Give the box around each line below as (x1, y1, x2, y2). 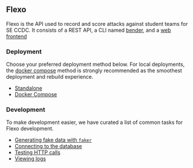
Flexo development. (6, 125, 54, 132)
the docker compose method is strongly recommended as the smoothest (6, 67, 182, 74)
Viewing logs (14, 155, 46, 162)
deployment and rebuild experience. (6, 73, 94, 80)
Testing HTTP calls (14, 149, 60, 156)
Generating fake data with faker (14, 136, 92, 143)
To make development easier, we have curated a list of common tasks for (6, 119, 183, 126)
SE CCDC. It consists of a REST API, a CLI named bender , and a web (6, 26, 171, 33)
